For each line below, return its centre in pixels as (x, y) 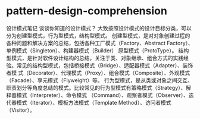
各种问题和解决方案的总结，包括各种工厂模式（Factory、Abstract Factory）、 (100, 43)
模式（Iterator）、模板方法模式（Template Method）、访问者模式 (94, 102)
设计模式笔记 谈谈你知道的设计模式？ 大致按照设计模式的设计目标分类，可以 (99, 28)
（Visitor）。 (21, 110)
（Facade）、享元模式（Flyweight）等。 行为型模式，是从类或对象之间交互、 (100, 80)
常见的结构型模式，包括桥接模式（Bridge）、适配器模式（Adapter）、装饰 (105, 65)
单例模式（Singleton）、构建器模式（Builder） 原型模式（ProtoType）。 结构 (98, 50)
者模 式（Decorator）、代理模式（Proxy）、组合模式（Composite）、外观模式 (98, 73)
